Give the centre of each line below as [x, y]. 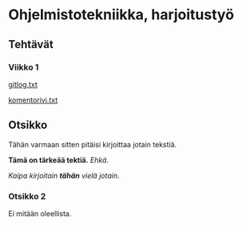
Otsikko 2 [27, 196]
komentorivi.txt [33, 100]
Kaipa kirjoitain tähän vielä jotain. [64, 175]
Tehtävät [31, 44]
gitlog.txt [23, 84]
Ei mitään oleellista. [40, 213]
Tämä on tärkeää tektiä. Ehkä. [59, 160]
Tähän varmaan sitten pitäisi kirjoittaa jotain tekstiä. [93, 144]
